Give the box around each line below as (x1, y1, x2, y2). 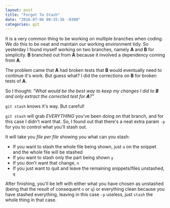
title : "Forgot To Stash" (5, 12, 60, 17)
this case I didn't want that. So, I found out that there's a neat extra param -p (5, 118, 165, 125)
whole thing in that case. (5, 197, 57, 203)
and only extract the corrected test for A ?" (5, 93, 94, 99)
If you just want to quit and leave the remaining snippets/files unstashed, (12, 165, 165, 171)
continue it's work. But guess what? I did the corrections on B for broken (5, 72, 157, 79)
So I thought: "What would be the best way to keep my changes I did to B (5, 88, 159, 94)
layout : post (5, 7, 33, 13)
